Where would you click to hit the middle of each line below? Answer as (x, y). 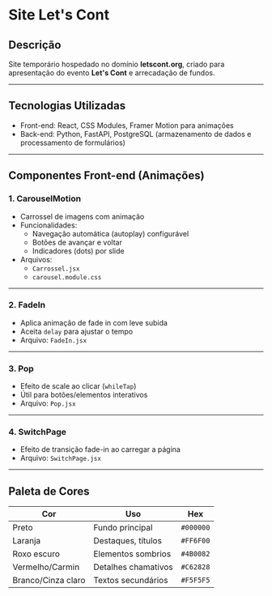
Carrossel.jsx (56, 269)
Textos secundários (130, 581)
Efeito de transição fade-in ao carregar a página (100, 449)
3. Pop (21, 368)
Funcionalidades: (49, 225)
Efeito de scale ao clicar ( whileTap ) (78, 386)
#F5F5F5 (195, 580)
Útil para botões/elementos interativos (84, 395)
